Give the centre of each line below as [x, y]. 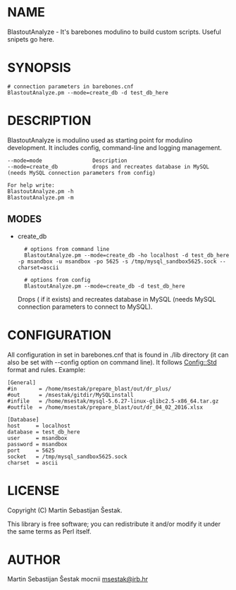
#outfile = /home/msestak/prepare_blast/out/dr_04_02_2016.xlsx [105, 407]
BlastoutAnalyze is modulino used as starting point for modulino [100, 140]
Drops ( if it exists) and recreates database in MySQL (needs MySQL [117, 299]
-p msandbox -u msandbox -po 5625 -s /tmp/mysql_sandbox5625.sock [117, 262]
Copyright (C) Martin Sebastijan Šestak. [65, 510]
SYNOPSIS [39, 68]
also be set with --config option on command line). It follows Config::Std [112, 362]
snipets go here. [31, 39]
